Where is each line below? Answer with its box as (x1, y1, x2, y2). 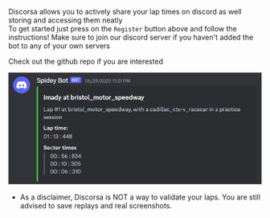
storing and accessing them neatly (8, 15, 123, 25)
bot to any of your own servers (8, 41, 111, 51)
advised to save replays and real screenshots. (19, 200, 173, 210)
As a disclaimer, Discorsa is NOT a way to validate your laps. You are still (19, 192, 261, 202)
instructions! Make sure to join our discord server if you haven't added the (8, 32, 254, 42)
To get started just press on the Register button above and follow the (8, 24, 237, 33)
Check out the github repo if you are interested (8, 56, 163, 66)
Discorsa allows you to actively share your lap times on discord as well (8, 7, 242, 16)
